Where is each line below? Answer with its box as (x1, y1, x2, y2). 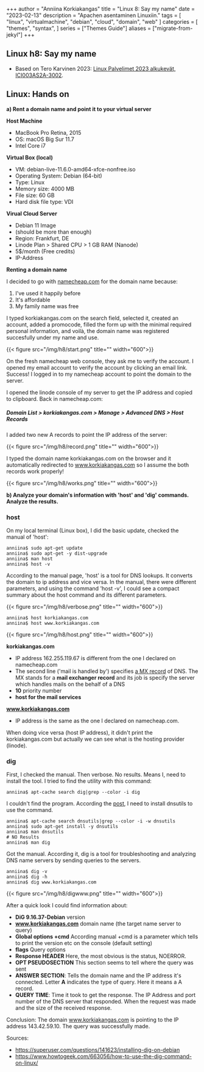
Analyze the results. (6, 497, 59, 505)
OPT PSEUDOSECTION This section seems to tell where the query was (15, 959, 194, 966)
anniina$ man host (6, 555, 53, 562)
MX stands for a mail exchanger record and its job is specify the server (15, 674, 195, 681)
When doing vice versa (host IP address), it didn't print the (6, 728, 153, 736)
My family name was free (15, 302, 79, 310)
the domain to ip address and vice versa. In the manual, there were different (6, 578, 197, 585)
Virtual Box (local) (6, 154, 54, 161)
